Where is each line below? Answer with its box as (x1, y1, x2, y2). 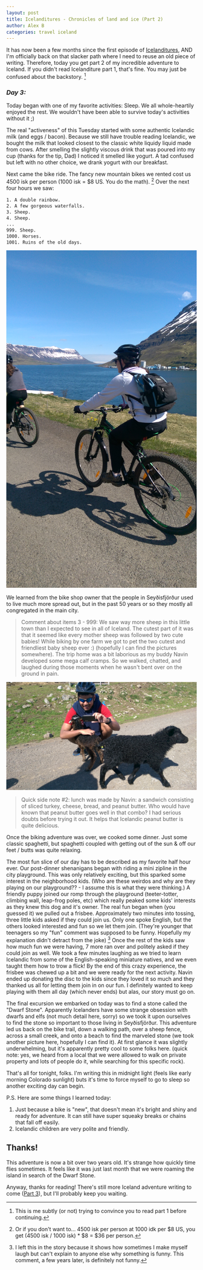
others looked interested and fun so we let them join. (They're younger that (6, 923, 193, 930)
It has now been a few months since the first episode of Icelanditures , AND (6, 46, 193, 54)
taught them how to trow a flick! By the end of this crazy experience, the (6, 962, 186, 969)
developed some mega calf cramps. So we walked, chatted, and (21, 657, 181, 665)
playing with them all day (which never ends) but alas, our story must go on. (6, 988, 195, 995)
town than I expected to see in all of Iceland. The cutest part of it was (21, 625, 194, 633)
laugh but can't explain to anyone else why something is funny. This (14, 1250, 184, 1257)
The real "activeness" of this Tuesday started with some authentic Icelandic (6, 127, 195, 134)
